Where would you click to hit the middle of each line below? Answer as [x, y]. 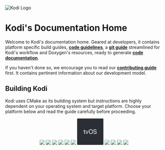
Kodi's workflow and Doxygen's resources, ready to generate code [74, 52]
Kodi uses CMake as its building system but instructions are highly [73, 101]
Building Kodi [26, 89]
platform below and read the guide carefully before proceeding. [71, 111]
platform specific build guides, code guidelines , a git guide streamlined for [82, 47]
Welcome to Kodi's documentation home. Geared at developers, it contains [82, 42]
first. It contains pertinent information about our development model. [76, 73]
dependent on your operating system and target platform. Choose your [78, 106]
